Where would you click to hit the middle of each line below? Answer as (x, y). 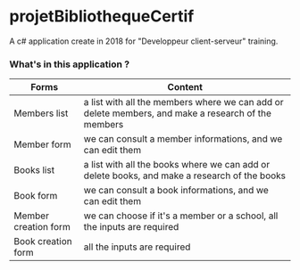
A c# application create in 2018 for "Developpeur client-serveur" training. (144, 41)
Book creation (43, 241)
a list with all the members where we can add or (183, 102)
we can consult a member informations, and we (183, 139)
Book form (36, 196)
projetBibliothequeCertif (102, 16)
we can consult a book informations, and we (176, 191)
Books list (34, 170)
